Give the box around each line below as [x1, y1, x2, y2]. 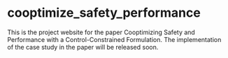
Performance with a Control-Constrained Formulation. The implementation [7, 35, 222, 43]
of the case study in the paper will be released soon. [7, 43, 159, 51]
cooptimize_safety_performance [7, 5, 201, 21]
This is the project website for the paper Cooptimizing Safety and [7, 28, 196, 36]
